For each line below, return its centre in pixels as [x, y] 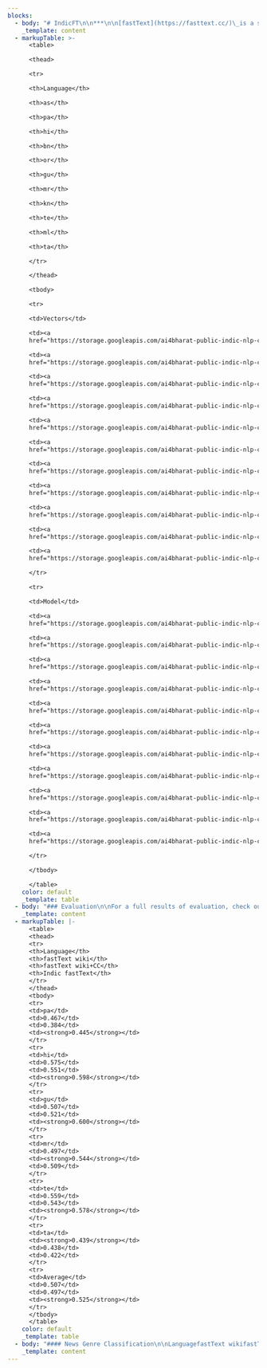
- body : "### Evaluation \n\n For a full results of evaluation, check [132, 907]
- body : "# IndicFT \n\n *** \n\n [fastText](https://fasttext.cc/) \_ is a [134, 23]
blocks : [20, 16]
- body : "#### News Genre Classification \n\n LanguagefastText [120, 1344]
